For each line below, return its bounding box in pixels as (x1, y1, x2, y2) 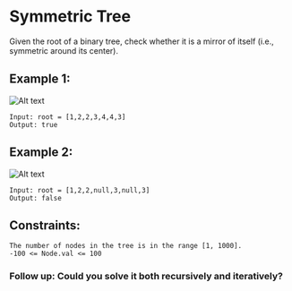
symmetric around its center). (9, 45, 119, 56)
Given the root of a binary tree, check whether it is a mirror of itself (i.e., (9, 36, 275, 47)
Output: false (9, 193, 63, 202)
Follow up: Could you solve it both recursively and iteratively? (9, 270, 284, 283)
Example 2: (9, 145, 73, 160)
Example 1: (9, 72, 71, 87)
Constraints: (9, 218, 81, 233)
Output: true (9, 120, 58, 129)
